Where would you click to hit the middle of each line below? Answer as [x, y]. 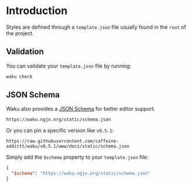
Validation [25, 52]
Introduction [37, 11]
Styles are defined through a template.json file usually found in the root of [96, 27]
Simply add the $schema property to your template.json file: [77, 157]
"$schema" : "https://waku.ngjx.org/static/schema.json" [81, 174]
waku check [19, 76]
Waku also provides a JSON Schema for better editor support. [81, 109]
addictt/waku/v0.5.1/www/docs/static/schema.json [68, 147]
